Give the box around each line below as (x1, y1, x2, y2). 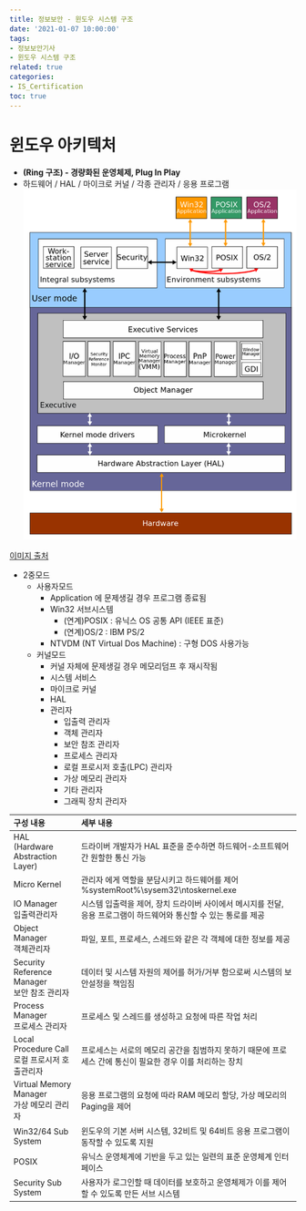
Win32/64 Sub (13, 1125, 69, 1136)
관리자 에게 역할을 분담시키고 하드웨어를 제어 (80, 874, 240, 885)
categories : (9, 73, 55, 82)
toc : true (9, 91, 47, 100)
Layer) (13, 860, 38, 871)
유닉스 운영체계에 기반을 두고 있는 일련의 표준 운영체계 (80, 1151, 273, 1162)
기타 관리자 (63, 784, 103, 795)
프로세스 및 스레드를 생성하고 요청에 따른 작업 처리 (80, 1011, 258, 1021)
